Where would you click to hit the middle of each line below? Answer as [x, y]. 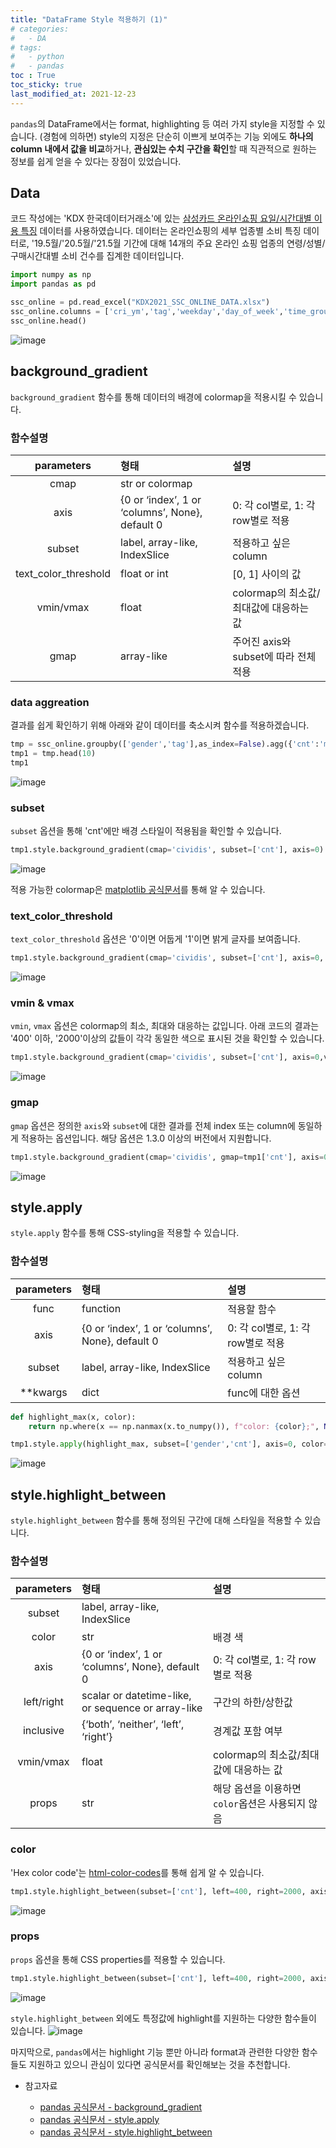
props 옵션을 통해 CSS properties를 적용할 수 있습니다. [118, 1959]
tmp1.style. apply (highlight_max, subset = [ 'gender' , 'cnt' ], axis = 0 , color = [169, 1444]
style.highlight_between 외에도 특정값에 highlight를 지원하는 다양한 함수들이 [163, 2018]
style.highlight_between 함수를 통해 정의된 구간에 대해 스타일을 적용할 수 [156, 1520]
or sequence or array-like [142, 1708]
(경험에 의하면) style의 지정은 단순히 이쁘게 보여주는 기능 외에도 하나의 [176, 136]
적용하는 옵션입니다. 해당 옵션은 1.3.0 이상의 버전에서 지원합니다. [146, 1138]
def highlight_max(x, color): [73, 1417]
